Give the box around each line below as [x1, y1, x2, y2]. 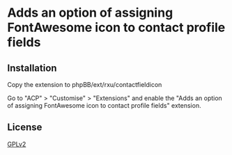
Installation [7, 62, 57, 74]
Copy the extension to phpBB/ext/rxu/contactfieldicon [7, 81, 162, 88]
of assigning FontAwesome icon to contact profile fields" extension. [7, 101, 201, 109]
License [7, 122, 42, 133]
